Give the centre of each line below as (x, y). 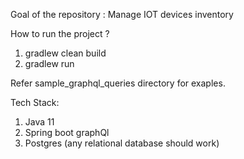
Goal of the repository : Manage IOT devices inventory (122, 14)
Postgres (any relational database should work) (122, 143)
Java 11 (39, 122)
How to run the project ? (60, 33)
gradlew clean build (65, 53)
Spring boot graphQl (67, 132)
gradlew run (49, 63)
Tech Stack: (35, 102)
